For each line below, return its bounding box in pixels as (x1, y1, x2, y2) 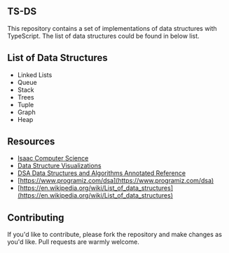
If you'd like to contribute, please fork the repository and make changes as (7, 231, 223, 239)
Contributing (7, 212, 64, 224)
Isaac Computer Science (17, 154, 89, 163)
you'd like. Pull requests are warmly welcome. (7, 238, 140, 246)
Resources (7, 136, 55, 148)
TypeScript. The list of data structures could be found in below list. (7, 32, 200, 40)
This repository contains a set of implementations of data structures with (7, 24, 217, 32)
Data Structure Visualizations (17, 161, 102, 170)
